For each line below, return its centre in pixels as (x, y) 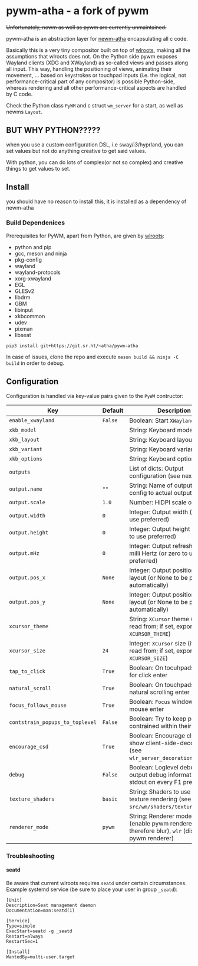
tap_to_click (27, 671)
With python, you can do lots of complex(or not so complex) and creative (95, 162)
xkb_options (26, 458)
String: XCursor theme (159, 619)
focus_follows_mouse (38, 705)
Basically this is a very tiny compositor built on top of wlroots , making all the (98, 50)
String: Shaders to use (160, 791)
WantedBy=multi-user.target (41, 957)
